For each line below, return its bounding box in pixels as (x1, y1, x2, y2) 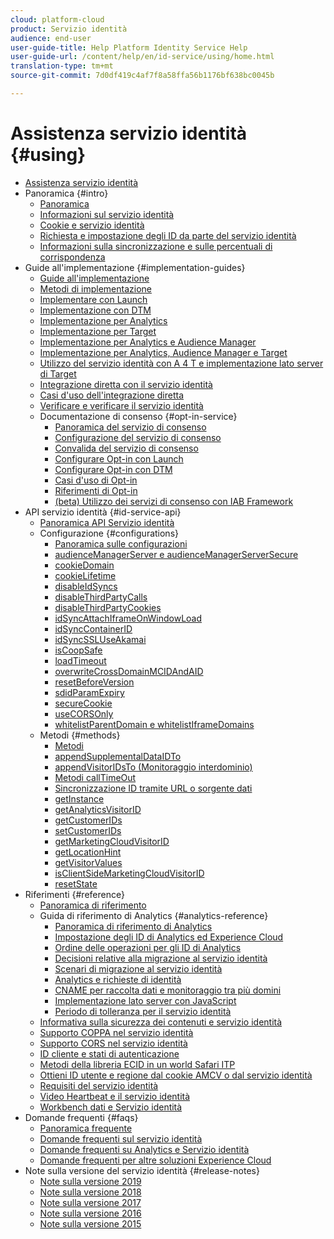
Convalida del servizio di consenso (54, 442, 199, 454)
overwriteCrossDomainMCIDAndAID (54, 665, 204, 677)
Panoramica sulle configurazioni (54, 537, 188, 550)
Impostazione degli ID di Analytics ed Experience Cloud (54, 931, 284, 943)
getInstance (54, 792, 105, 805)
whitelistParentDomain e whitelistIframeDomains (54, 718, 255, 730)
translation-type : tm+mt (10, 61, 114, 71)
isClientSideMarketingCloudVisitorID (54, 867, 205, 879)
